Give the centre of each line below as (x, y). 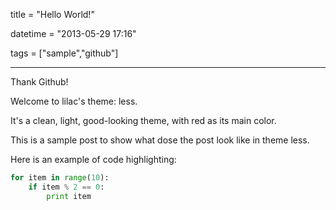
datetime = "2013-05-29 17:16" (73, 33)
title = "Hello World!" (52, 14)
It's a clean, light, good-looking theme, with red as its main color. (143, 120)
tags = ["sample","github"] (64, 53)
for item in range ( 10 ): (60, 178)
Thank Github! (39, 82)
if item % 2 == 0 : (66, 187)
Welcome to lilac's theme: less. (74, 101)
